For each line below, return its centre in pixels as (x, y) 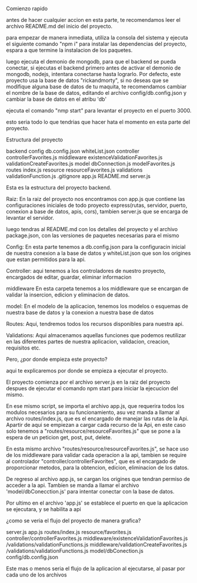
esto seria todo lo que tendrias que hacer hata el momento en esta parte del (98, 122)
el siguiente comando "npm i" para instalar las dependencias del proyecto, (96, 44)
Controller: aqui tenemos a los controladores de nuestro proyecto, (86, 271)
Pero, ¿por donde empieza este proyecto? (57, 359)
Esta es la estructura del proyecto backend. (59, 187)
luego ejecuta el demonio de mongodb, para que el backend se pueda (91, 62)
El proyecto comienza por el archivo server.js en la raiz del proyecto (88, 382)
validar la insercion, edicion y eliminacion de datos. (68, 295)
